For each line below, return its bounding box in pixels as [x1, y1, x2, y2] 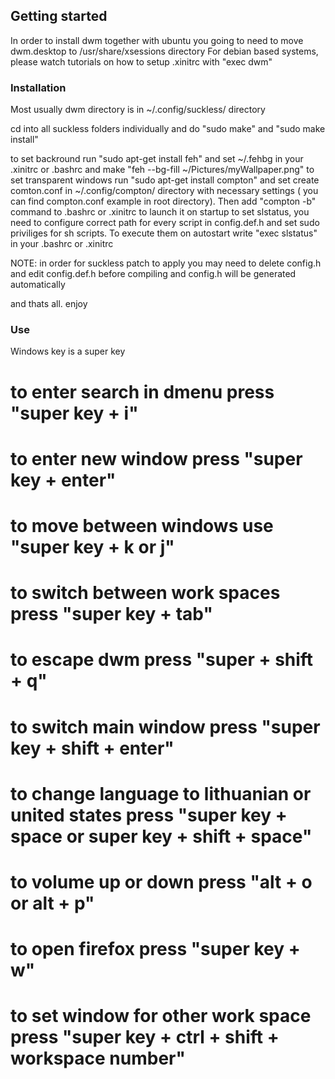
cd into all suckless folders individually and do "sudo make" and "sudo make [10, 123, 326, 135]
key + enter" [10, 469, 117, 491]
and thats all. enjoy [10, 298, 88, 310]
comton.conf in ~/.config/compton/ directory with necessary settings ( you [10, 185, 319, 197]
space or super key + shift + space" [10, 825, 313, 848]
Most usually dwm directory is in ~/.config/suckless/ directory [10, 104, 266, 116]
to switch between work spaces [10, 582, 281, 604]
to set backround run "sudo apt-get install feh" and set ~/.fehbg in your [10, 153, 304, 165]
